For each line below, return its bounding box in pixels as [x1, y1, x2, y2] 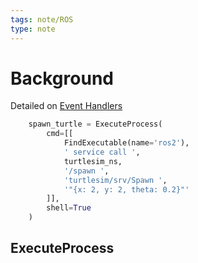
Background [10, 67, 114, 90]
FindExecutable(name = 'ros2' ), [63, 138, 190, 148]
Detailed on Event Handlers [10, 100, 123, 112]
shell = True [46, 203, 92, 213]
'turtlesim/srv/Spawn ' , [63, 175, 168, 185]
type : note [10, 24, 56, 34]
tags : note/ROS [10, 14, 74, 25]
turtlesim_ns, [63, 156, 123, 166]
